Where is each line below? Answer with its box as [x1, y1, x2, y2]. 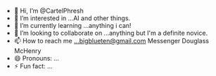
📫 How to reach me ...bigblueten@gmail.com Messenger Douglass [13, 37, 210, 45]
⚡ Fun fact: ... [13, 62, 53, 70]
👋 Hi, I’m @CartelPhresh [13, 7, 84, 15]
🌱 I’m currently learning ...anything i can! [13, 22, 132, 29]
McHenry [13, 47, 42, 55]
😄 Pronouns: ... [13, 54, 60, 62]
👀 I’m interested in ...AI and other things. [13, 14, 131, 22]
